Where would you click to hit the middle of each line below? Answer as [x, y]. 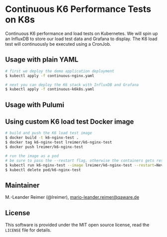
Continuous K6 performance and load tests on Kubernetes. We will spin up [82, 33]
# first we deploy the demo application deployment [60, 71]
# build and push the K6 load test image [49, 133]
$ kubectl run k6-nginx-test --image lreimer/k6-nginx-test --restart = [81, 165]
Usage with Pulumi [35, 105]
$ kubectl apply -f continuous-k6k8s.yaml [50, 89]
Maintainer [22, 185]
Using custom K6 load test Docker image [70, 122]
